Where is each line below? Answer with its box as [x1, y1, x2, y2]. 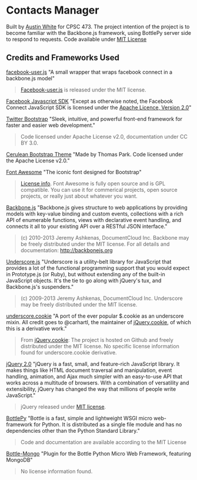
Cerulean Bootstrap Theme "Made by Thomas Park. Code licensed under [6, 151, 183, 158]
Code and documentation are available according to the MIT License [20, 438, 187, 446]
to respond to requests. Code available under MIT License [6, 35, 147, 43]
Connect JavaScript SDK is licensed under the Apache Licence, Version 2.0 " [6, 104, 192, 111]
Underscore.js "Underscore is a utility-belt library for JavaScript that [6, 258, 172, 265]
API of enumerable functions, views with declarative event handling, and [6, 216, 181, 223]
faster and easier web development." [6, 122, 96, 129]
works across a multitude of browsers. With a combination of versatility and [6, 379, 189, 386]
